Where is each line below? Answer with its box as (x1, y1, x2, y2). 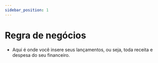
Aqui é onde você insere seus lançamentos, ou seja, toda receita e (12, 47, 153, 53)
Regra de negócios (5, 29, 87, 41)
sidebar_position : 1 (5, 7, 49, 13)
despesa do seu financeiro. (12, 52, 70, 58)
